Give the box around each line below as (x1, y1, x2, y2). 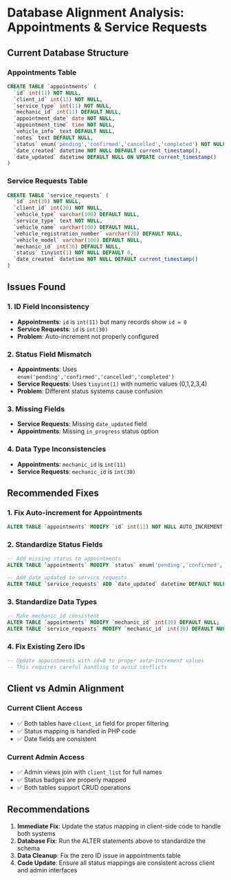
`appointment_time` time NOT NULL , (13, 122, 115, 129)
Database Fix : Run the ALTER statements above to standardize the (16, 837, 206, 845)
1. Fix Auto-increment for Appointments (7, 507, 143, 517)
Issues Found (7, 281, 66, 293)
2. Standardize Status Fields (7, 540, 103, 549)
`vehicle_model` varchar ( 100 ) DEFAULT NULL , (13, 236, 143, 244)
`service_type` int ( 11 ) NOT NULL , (13, 102, 112, 109)
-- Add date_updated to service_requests (7, 574, 128, 581)
